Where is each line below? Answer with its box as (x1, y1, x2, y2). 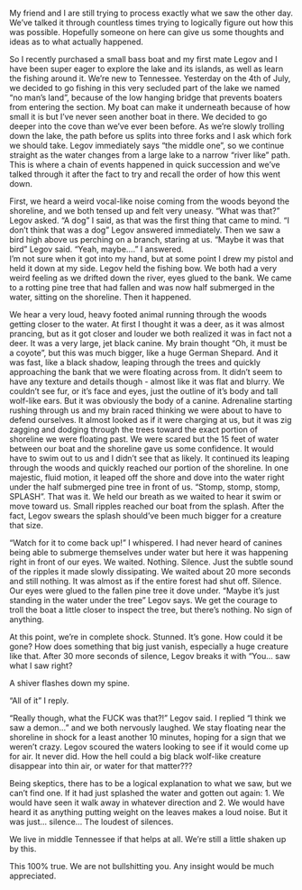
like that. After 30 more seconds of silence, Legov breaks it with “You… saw (9, 651, 291, 661)
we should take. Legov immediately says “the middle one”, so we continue (9, 140, 285, 151)
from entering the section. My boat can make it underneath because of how (9, 102, 291, 112)
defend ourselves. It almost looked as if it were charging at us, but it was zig (9, 415, 292, 425)
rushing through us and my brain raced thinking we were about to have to (9, 405, 282, 416)
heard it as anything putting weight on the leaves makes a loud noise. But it (9, 807, 288, 817)
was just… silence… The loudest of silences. (9, 816, 174, 827)
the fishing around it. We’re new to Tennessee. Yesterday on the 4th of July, (9, 73, 291, 84)
